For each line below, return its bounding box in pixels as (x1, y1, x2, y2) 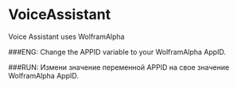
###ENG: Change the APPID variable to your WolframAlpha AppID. (8, 47, 227, 56)
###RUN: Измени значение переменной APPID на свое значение (8, 62, 230, 72)
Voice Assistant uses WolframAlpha (8, 32, 125, 41)
